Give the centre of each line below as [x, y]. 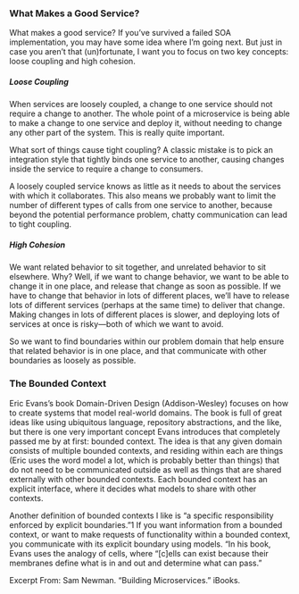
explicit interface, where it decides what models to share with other [133, 489]
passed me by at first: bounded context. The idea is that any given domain [146, 441]
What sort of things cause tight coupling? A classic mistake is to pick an [141, 150]
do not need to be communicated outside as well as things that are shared [145, 469]
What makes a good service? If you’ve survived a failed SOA [120, 33]
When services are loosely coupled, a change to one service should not [141, 105]
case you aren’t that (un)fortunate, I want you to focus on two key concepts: [149, 52]
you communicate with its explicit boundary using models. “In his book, [140, 544]
